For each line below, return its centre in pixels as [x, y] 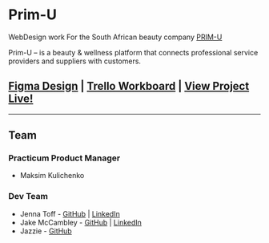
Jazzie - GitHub [46, 231]
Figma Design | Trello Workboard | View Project [129, 86]
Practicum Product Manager [64, 158]
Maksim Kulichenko [52, 176]
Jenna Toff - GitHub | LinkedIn [70, 213]
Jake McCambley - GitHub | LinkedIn [81, 222]
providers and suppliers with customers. [75, 61]
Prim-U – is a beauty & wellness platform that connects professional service [133, 52]
